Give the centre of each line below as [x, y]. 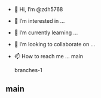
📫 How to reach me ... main [49, 56]
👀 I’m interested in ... [39, 21]
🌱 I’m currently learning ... [46, 32]
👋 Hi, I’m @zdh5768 [39, 9]
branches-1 [28, 70]
